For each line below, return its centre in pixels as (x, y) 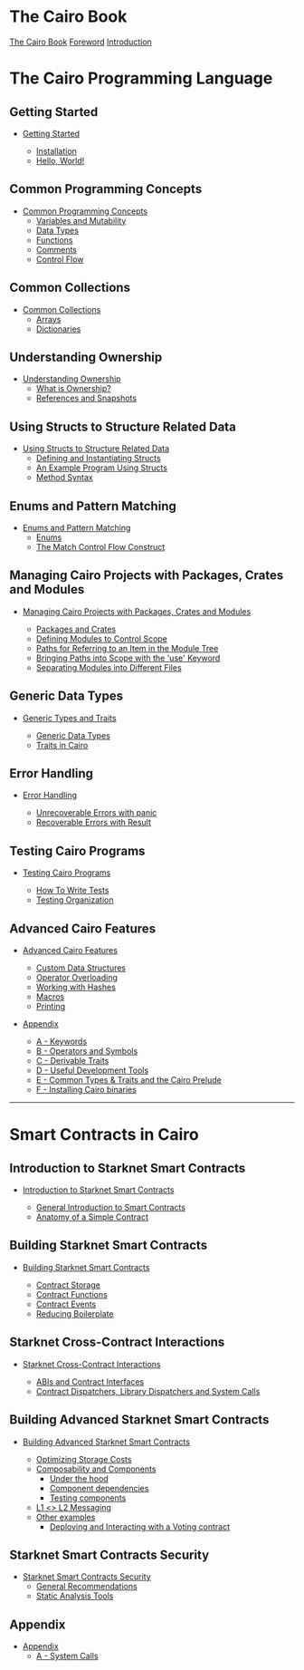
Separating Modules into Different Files (109, 667)
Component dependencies (99, 1488)
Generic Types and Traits (69, 718)
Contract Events (66, 1304)
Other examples (66, 1517)
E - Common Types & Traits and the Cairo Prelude (128, 1080)
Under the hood (79, 1478)
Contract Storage (68, 1285)
